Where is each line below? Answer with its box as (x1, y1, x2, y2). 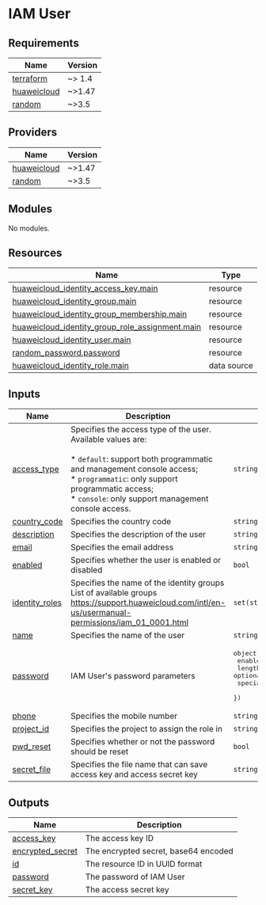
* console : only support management (70, 493, 209, 504)
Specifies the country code (70, 516, 172, 527)
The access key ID (85, 833, 154, 844)
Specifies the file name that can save (70, 759, 208, 770)
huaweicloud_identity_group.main (12, 296, 137, 307)
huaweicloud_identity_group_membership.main (12, 309, 188, 320)
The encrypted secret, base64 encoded (85, 846, 234, 857)
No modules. (8, 223, 50, 233)
